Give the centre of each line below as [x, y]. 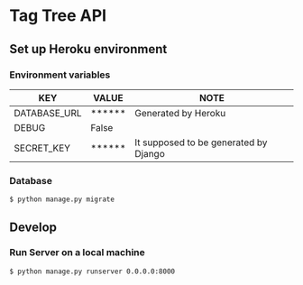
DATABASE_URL [48, 113]
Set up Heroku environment [88, 49]
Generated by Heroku [180, 113]
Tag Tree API [58, 16]
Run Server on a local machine [78, 253]
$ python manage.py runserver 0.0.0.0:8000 [92, 271]
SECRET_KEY [42, 148]
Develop [33, 227]
